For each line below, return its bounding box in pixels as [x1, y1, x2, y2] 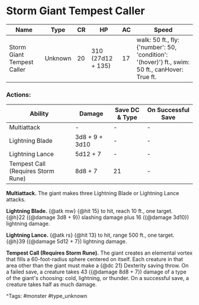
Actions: [6, 90, 31, 99]
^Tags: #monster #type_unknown [6, 293, 88, 300]
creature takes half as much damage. [6, 281, 97, 288]
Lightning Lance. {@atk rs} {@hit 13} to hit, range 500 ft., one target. [6, 231, 175, 239]
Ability [29, 110, 49, 118]
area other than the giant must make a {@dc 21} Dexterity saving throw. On [6, 262, 189, 269]
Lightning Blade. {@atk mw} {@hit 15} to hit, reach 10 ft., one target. [6, 208, 173, 215]
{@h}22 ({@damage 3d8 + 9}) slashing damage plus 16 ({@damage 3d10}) [6, 214, 190, 221]
